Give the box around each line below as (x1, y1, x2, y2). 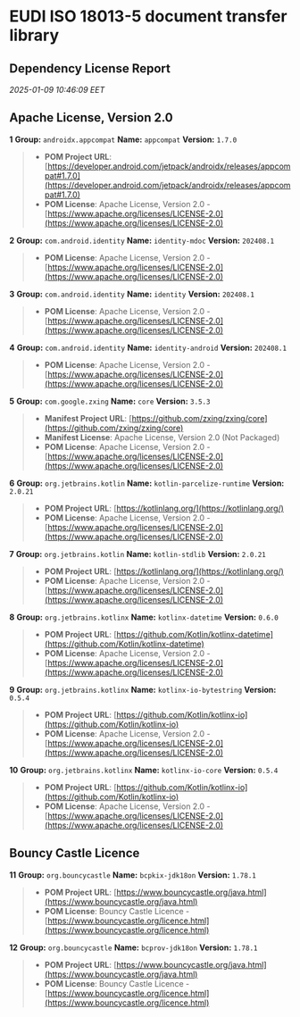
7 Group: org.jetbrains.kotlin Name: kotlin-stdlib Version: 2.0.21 (9, 548, 266, 559)
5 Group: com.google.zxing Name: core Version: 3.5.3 (9, 396, 211, 406)
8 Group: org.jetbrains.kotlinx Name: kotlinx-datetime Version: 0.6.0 (9, 612, 279, 622)
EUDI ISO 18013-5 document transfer (9, 6, 287, 27)
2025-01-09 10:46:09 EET (9, 85, 105, 95)
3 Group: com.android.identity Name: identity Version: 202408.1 (9, 288, 254, 299)
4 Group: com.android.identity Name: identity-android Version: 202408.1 (9, 342, 287, 353)
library (9, 25, 60, 46)
